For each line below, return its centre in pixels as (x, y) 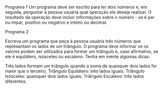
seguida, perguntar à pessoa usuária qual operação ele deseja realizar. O (78, 12)
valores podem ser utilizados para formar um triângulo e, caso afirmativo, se (82, 51)
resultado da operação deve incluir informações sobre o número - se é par (80, 17)
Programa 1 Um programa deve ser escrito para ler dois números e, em (76, 7)
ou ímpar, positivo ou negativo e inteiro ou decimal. (56, 22)
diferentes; (16, 81)
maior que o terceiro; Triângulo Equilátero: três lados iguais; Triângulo (75, 71)
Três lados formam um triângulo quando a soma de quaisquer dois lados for (81, 66)
